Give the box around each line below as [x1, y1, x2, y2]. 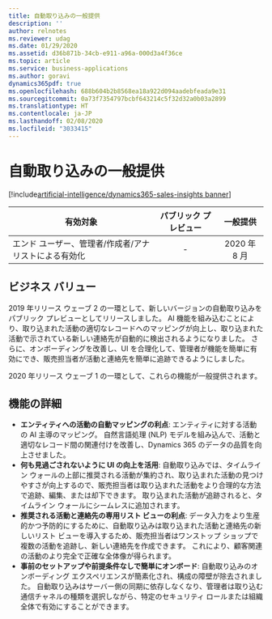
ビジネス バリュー [8, 280, 96, 294]
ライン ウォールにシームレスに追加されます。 [33, 501, 185, 511]
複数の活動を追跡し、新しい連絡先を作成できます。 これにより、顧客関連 [19, 541, 263, 551]
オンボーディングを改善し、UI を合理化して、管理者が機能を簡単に [29, 343, 251, 353]
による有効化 [36, 250, 86, 261]
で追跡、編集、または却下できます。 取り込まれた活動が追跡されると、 [19, 490, 256, 500]
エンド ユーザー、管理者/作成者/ [12, 238, 134, 249]
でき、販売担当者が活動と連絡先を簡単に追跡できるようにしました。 [22, 354, 249, 363]
